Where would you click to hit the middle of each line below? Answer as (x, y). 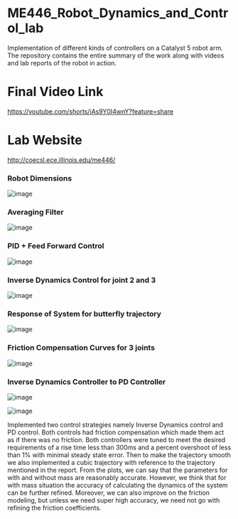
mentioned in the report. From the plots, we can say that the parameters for (118, 470)
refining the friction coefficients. (54, 508)
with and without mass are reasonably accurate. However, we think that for (117, 477)
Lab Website (45, 140)
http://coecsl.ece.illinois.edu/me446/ (61, 160)
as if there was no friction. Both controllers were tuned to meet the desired (117, 439)
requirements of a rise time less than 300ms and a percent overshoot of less (119, 447)
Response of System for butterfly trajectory (85, 314)
